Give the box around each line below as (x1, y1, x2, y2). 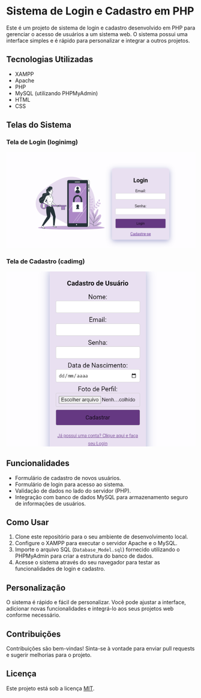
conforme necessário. (6, 611, 61, 619)
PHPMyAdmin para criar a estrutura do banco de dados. (14, 552, 154, 559)
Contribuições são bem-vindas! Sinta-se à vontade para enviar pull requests (6, 644, 195, 652)
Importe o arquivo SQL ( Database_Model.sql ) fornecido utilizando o (14, 546, 180, 553)
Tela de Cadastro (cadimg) (6, 257, 85, 266)
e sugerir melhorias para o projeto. (6, 651, 92, 658)
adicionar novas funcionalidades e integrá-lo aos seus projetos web (6, 605, 174, 612)
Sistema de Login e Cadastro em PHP (6, 4, 194, 18)
